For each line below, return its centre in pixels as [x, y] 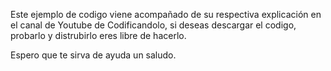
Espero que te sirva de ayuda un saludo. [93, 55]
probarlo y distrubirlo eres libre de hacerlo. [98, 35]
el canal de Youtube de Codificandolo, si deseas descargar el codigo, [153, 25]
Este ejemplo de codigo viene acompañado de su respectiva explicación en [166, 14]
